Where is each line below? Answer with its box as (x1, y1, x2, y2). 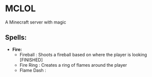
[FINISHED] (19, 57, 43, 63)
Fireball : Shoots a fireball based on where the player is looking (19, 51, 148, 57)
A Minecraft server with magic (5, 19, 66, 25)
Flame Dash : (19, 67, 47, 73)
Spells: (5, 33, 27, 42)
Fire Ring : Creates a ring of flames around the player (19, 62, 127, 68)
